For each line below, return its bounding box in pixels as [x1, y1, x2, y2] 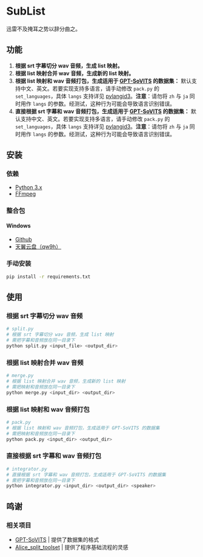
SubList [6, 4, 45, 18]
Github [15, 235, 32, 243]
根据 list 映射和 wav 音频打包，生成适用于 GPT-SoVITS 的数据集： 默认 [15, 77, 192, 85]
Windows [6, 222, 31, 229]
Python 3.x [15, 184, 42, 191]
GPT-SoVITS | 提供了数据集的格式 [15, 536, 99, 543]
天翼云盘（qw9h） [15, 243, 62, 250]
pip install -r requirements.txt [6, 274, 91, 280]
